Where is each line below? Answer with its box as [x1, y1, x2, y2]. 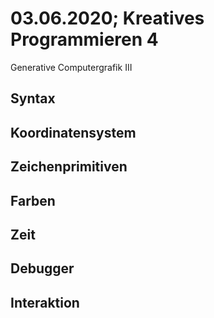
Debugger [10, 260, 75, 277]
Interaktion [10, 294, 80, 311]
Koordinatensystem [10, 124, 137, 141]
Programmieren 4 [10, 28, 159, 51]
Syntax [10, 90, 56, 107]
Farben [10, 192, 56, 209]
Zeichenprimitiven [10, 158, 128, 176]
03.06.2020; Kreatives [10, 7, 205, 30]
